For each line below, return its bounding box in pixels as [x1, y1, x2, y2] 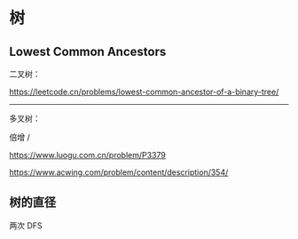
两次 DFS [9, 219, 43, 231]
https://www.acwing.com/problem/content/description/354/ [9, 167, 229, 178]
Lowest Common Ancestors [9, 44, 167, 59]
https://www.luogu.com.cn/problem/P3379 [9, 150, 167, 160]
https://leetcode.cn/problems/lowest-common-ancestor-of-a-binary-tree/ [9, 86, 279, 97]
